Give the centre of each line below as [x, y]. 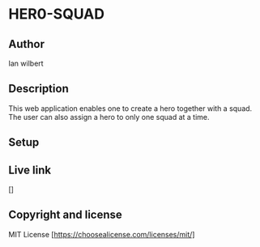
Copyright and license [66, 215]
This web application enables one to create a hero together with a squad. [130, 108]
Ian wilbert [26, 63]
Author [26, 44]
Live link [30, 170]
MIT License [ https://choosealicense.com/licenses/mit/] [102, 234]
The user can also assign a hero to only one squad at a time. [109, 117]
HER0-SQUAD [57, 14]
